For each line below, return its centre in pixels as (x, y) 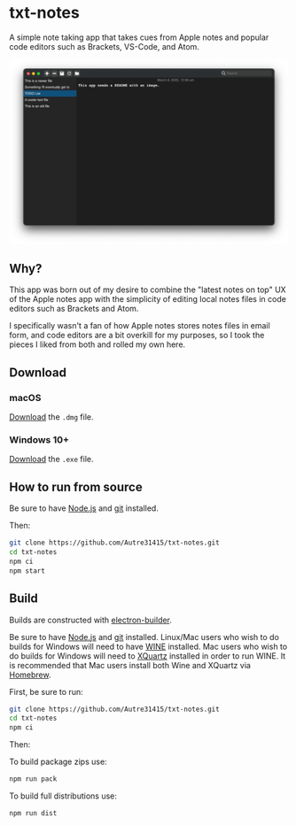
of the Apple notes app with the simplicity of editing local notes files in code (148, 299)
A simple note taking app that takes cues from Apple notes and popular (139, 37)
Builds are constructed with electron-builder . (91, 620)
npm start (27, 571)
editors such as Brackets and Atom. (74, 309)
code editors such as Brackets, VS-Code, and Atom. (104, 46)
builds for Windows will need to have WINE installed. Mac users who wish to (148, 646)
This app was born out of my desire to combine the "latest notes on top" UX (148, 289)
